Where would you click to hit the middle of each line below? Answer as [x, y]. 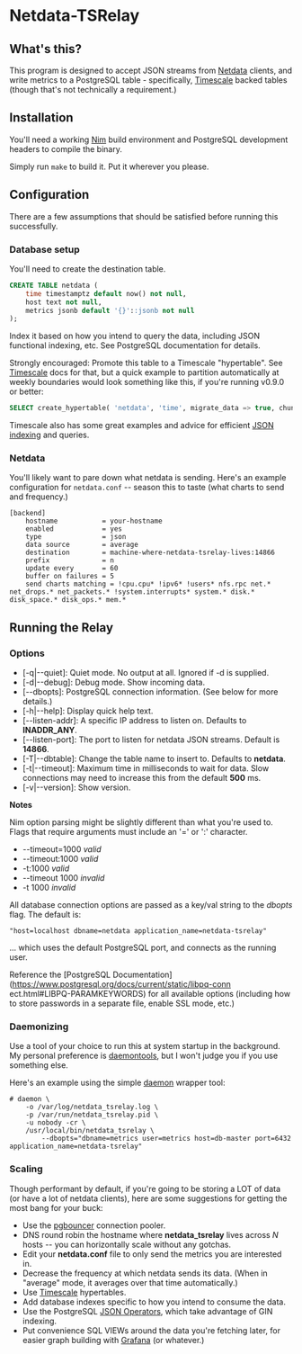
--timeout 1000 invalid [63, 878]
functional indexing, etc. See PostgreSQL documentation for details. [135, 345]
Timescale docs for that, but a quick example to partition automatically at [144, 372]
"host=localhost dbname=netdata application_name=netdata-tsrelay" [138, 931]
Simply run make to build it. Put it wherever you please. [109, 166]
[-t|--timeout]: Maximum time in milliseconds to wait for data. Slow [146, 768]
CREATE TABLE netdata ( [54, 285]
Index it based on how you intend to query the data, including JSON [135, 336]
